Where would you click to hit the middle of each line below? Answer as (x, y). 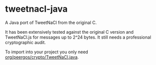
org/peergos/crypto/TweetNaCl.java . (42, 57)
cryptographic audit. (26, 42)
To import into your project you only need (47, 52)
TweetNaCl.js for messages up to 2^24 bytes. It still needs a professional (78, 37)
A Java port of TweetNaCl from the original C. (51, 22)
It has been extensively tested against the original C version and (69, 32)
